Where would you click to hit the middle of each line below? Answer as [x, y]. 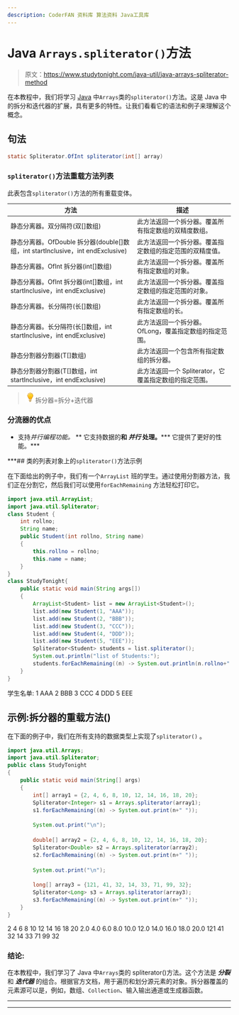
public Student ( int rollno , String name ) [82, 537]
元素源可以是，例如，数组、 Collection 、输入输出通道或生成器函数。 [107, 990]
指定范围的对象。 [187, 291]
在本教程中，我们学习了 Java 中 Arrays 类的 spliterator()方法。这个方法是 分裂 [119, 972]
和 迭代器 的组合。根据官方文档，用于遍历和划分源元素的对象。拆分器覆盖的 [118, 981]
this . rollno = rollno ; [66, 551]
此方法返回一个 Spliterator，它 [181, 371]
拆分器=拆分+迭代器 [64, 400]
